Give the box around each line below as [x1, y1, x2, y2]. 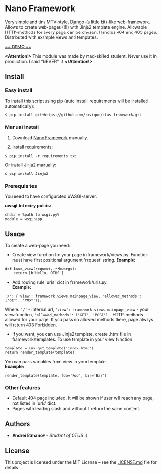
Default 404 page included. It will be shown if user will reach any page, [12, 395, 154, 401]
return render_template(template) [5, 350, 75, 355]
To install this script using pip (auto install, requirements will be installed [5, 98, 148, 104]
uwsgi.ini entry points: [5, 203, 52, 209]
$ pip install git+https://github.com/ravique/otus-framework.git [5, 112, 142, 117]
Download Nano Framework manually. [12, 134, 88, 141]
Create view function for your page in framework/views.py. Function [12, 252, 148, 258]
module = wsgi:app [5, 217, 42, 221]
